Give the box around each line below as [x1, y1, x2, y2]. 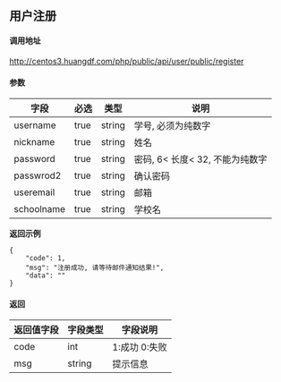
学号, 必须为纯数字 [133, 119, 211, 132]
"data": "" [25, 271, 66, 280]
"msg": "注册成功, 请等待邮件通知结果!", [25, 263, 165, 272]
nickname [13, 135, 55, 148]
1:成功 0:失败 [112, 341, 167, 353]
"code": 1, [25, 253, 66, 262]
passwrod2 [13, 169, 62, 182]
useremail [13, 186, 55, 199]
